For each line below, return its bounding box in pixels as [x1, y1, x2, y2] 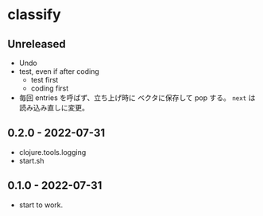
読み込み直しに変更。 [18, 103, 89, 112]
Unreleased [7, 37, 67, 51]
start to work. [18, 200, 64, 210]
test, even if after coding [18, 67, 100, 76]
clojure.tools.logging [18, 147, 87, 156]
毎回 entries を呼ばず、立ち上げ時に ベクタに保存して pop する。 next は [18, 93, 256, 102]
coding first [30, 83, 69, 93]
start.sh [18, 156, 44, 165]
